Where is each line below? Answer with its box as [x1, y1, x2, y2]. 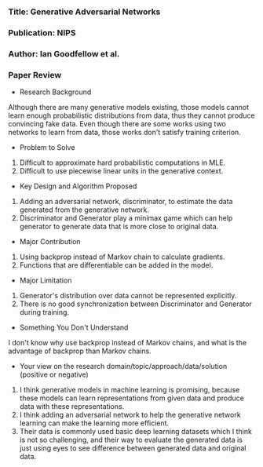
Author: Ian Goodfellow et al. [8, 48, 120, 59]
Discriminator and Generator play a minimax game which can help [19, 213, 233, 223]
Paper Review [8, 69, 62, 80]
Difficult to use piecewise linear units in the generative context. [19, 166, 224, 176]
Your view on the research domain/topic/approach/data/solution [19, 362, 228, 371]
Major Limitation [19, 275, 72, 285]
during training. [19, 308, 69, 317]
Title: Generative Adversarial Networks [8, 6, 161, 17]
